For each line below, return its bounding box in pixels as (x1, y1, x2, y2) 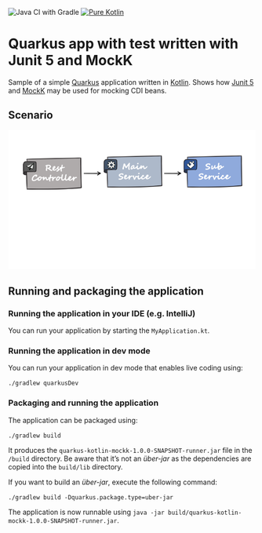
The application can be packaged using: (8, 415, 138, 425)
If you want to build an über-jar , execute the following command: (8, 477, 218, 487)
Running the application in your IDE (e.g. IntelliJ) (8, 308, 196, 319)
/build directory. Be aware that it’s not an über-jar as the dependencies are (8, 454, 252, 463)
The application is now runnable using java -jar (8, 507, 165, 517)
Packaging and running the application (8, 397, 159, 408)
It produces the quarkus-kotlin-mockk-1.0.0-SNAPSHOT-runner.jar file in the (8, 445, 253, 455)
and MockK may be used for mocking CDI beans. (8, 86, 167, 95)
